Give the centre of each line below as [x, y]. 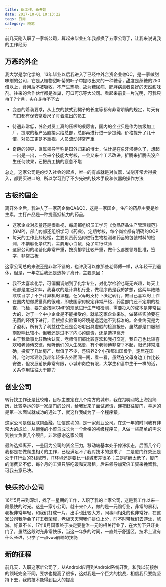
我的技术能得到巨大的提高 [48, 580]
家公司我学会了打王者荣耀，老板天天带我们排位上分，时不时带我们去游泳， [81, 519]
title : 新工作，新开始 [26, 10]
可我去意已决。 [20, 470]
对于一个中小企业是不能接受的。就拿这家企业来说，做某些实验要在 [92, 314]
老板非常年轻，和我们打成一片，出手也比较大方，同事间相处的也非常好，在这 [83, 512]
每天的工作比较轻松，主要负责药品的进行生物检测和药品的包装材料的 [82, 237]
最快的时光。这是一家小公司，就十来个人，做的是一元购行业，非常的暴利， [85, 506]
